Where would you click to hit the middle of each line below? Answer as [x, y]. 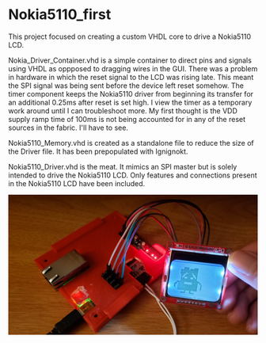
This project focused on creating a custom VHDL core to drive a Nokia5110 [130, 36]
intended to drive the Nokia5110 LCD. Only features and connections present [133, 175]
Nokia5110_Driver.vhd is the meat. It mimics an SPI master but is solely [123, 166]
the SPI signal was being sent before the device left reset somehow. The [126, 86]
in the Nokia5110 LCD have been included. [77, 183]
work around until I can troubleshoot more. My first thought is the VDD [123, 111]
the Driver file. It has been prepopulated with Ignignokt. [98, 151]
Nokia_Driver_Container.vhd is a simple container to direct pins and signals [130, 60]
